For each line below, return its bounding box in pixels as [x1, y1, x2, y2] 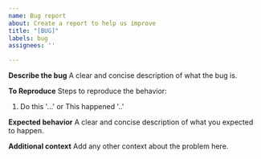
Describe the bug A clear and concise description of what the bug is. [8, 71, 238, 80]
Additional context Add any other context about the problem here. [8, 141, 229, 151]
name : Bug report [8, 11, 67, 20]
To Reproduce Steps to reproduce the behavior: [8, 86, 167, 96]
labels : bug [8, 34, 48, 43]
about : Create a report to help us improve [8, 19, 157, 27]
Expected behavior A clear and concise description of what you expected [8, 117, 254, 127]
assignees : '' [8, 42, 56, 50]
